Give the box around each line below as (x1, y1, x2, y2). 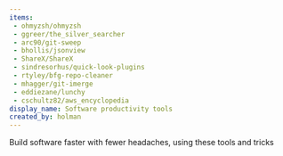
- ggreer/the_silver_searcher (12, 29, 125, 38)
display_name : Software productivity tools (9, 104, 174, 113)
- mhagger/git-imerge (12, 79, 93, 88)
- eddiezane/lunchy (12, 87, 86, 96)
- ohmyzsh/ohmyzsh (12, 21, 82, 30)
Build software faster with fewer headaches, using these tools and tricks (9, 137, 274, 148)
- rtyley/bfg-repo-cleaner (12, 71, 114, 80)
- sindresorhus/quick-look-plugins (12, 63, 145, 72)
